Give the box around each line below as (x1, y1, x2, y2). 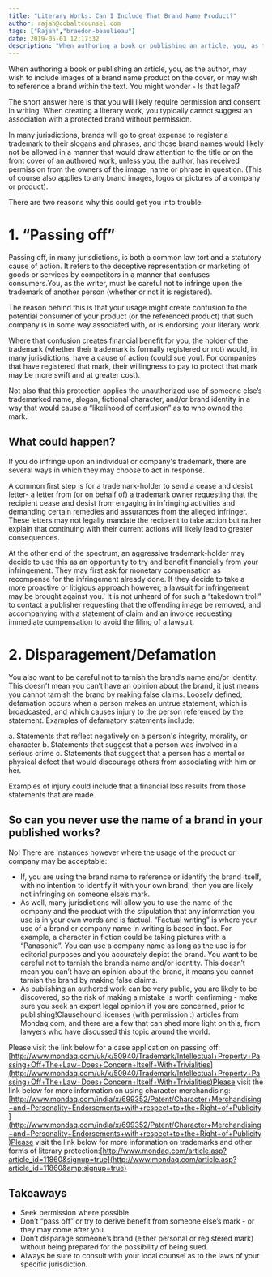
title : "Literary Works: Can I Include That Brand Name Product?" (8, 11, 237, 20)
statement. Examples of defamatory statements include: (8, 715, 195, 725)
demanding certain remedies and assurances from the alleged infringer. (8, 506, 249, 516)
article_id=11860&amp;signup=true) (8, 1163, 127, 1172)
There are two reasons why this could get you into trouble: (8, 198, 204, 207)
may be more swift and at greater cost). (8, 370, 140, 380)
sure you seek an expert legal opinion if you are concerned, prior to (19, 1001, 245, 1010)
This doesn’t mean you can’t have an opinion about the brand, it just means (8, 681, 260, 690)
